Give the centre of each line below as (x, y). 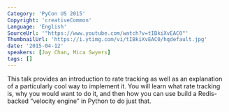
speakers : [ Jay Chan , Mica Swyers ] (59, 53)
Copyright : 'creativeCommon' (50, 20)
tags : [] (20, 59)
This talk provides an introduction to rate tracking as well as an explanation (115, 79)
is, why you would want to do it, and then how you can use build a (102, 93)
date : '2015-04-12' (36, 46)
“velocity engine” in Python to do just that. (91, 101)
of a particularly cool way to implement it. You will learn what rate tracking (114, 86)
